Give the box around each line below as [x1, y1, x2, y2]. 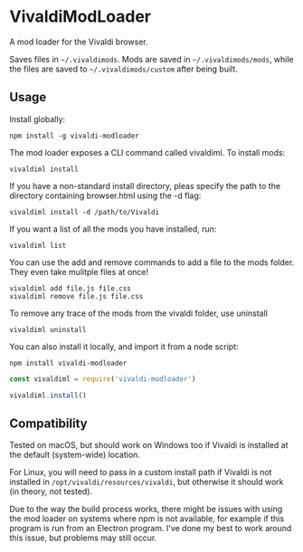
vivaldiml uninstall [9, 325, 88, 334]
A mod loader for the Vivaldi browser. [9, 36, 149, 47]
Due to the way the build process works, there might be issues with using [9, 504, 283, 515]
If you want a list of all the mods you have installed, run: [9, 224, 217, 234]
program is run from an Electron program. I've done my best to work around [9, 523, 292, 534]
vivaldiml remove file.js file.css [9, 291, 144, 300]
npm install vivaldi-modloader [9, 358, 128, 367]
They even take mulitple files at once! [9, 266, 149, 277]
